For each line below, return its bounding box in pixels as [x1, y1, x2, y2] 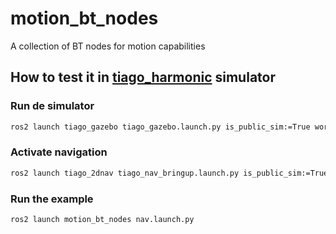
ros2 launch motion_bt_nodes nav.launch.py [10, 214, 195, 224]
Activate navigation [10, 145, 108, 159]
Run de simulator [10, 99, 95, 113]
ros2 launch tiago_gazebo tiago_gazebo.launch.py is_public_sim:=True [10, 122, 311, 132]
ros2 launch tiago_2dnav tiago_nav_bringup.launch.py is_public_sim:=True [10, 168, 329, 178]
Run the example [10, 192, 94, 206]
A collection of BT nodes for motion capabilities [10, 40, 206, 52]
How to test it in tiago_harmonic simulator [10, 69, 276, 86]
